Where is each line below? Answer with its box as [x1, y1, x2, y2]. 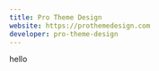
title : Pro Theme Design [9, 12, 102, 22]
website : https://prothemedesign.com [9, 21, 151, 30]
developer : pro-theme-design [9, 29, 119, 38]
